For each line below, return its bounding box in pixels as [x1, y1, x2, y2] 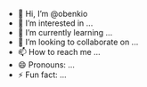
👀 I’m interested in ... [17, 18, 94, 28]
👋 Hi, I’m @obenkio [17, 9, 88, 19]
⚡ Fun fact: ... [17, 69, 67, 80]
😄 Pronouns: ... [17, 59, 76, 70]
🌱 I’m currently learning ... [17, 28, 113, 37]
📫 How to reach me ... [17, 47, 101, 57]
